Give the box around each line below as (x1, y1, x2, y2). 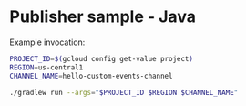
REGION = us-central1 (9, 62, 84, 72)
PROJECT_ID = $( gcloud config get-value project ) (9, 54, 194, 63)
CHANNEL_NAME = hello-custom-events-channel (9, 71, 173, 80)
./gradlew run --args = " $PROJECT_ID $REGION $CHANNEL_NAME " (9, 88, 239, 97)
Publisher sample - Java (9, 6, 196, 27)
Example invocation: (9, 37, 86, 48)
